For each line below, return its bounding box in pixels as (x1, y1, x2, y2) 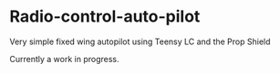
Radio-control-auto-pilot (9, 6, 201, 27)
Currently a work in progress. (9, 53, 120, 64)
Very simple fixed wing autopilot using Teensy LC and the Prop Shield (9, 36, 271, 47)
